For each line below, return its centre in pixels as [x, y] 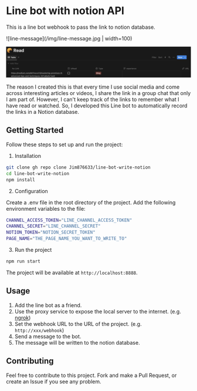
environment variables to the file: [46, 208]
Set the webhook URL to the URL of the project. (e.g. [78, 323]
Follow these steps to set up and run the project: [64, 144]
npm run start [23, 262]
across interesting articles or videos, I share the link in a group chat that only [98, 93]
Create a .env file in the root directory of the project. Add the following [91, 202]
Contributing [30, 361]
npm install [21, 180]
